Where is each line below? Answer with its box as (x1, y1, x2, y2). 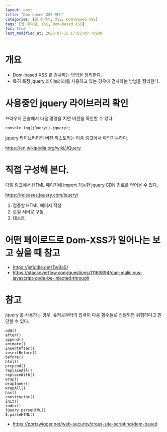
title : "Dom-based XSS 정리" (5, 12, 64, 17)
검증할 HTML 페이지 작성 (12, 202, 62, 208)
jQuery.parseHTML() (5, 407, 46, 413)
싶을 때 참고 (15, 247, 60, 258)
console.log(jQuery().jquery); (5, 125, 71, 130)
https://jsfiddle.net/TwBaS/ (12, 264, 69, 270)
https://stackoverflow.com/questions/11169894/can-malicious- (12, 269, 142, 276)
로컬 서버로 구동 (12, 208, 44, 214)
